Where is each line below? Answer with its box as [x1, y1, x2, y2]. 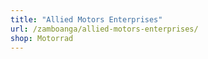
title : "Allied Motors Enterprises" [10, 14, 163, 25]
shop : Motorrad [10, 33, 74, 43]
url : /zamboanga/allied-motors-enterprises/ [10, 24, 199, 34]
